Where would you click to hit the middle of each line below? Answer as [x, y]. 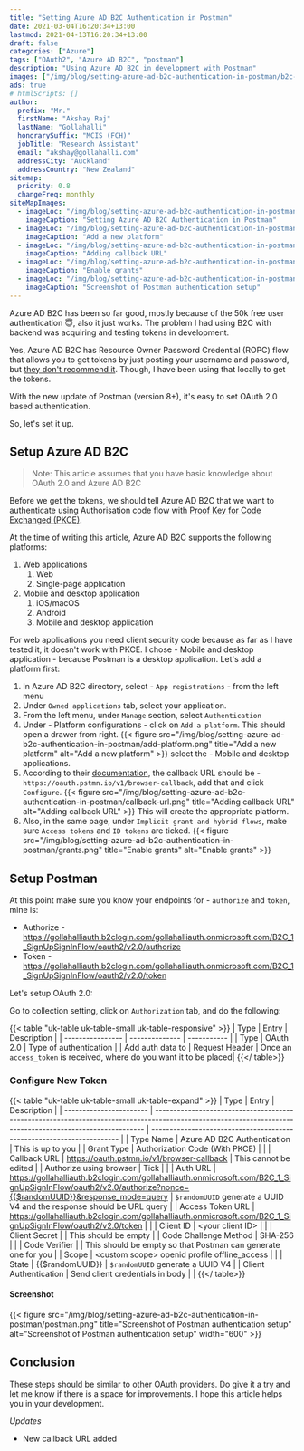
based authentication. [50, 406]
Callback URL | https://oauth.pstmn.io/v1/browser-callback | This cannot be [150, 1158]
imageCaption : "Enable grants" [85, 271]
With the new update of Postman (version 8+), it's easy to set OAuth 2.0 [143, 396]
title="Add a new [245, 745]
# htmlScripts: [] [44, 93]
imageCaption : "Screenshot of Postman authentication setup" [143, 287]
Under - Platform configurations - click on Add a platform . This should [154, 725]
